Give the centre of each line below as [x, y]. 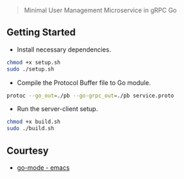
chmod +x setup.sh [33, 62]
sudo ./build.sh [30, 129]
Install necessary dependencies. [64, 50]
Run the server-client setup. [57, 109]
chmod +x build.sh [33, 122]
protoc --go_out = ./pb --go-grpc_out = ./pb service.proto [90, 96]
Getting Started [41, 32]
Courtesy [27, 150]
